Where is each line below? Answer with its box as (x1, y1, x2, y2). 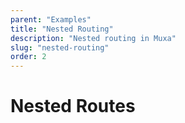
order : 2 (10, 52, 47, 62)
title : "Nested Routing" (10, 24, 114, 34)
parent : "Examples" (10, 14, 92, 25)
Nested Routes (10, 95, 136, 118)
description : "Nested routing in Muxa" (10, 33, 177, 43)
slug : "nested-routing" (10, 42, 110, 53)
